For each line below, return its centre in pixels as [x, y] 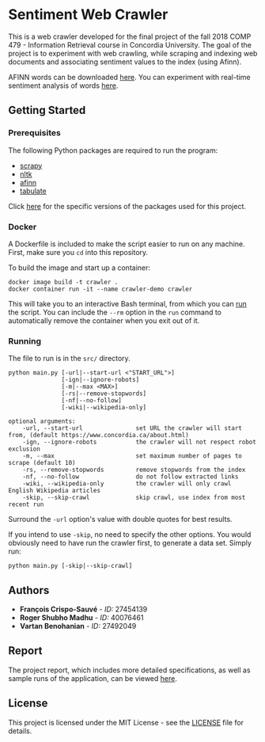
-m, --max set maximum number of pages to [132, 456]
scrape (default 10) [42, 463]
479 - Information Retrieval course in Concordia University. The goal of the [130, 44]
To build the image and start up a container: [79, 268]
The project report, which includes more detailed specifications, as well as [129, 670]
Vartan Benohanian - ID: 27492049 [78, 626]
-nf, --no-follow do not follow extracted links [131, 477]
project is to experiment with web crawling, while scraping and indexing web [133, 53]
